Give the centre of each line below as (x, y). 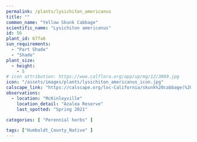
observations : (23, 93)
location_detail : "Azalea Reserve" (60, 104)
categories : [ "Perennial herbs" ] (50, 120)
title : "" (18, 17)
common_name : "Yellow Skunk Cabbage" (52, 22)
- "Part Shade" (30, 50)
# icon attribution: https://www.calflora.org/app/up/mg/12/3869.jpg (93, 77)
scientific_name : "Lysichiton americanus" (59, 28)
